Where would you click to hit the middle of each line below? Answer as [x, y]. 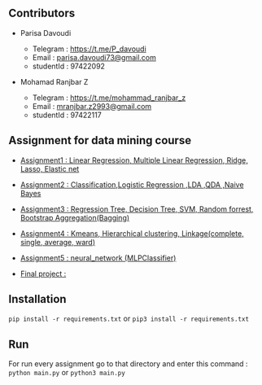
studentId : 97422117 [67, 115]
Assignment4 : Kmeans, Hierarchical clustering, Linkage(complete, [132, 233]
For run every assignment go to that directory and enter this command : [128, 364]
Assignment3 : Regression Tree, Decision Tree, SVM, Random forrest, [137, 209]
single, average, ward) [58, 242]
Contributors [42, 13]
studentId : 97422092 [69, 66]
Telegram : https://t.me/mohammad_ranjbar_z [109, 98]
